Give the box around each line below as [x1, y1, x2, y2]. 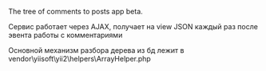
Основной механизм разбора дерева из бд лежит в [8, 46, 185, 54]
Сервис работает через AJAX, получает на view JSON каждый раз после [8, 22, 258, 31]
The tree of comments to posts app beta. [8, 7, 144, 16]
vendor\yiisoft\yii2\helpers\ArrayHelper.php [8, 54, 152, 63]
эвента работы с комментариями [8, 31, 123, 39]
